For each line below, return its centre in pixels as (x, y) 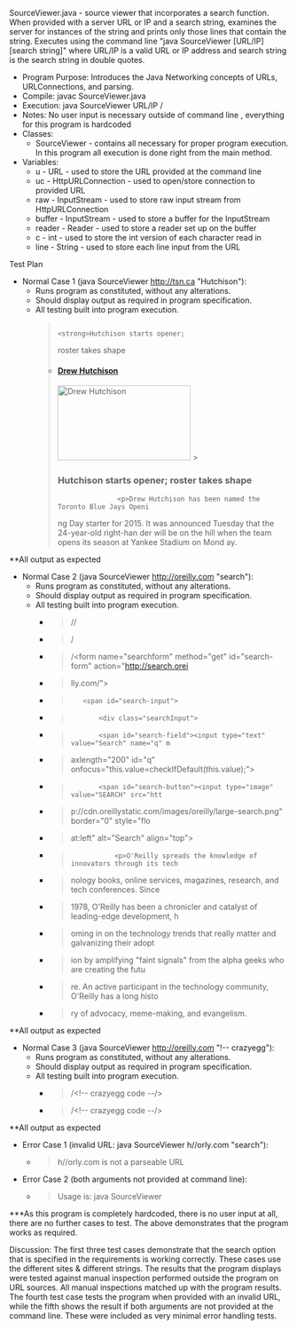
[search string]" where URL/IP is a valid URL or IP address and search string (148, 51)
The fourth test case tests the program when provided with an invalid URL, (145, 1296)
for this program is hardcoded (76, 124)
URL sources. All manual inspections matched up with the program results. (145, 1287)
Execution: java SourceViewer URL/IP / (92, 105)
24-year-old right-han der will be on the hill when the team (164, 533)
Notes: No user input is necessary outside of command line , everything (153, 115)
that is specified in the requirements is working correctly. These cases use (145, 1259)
